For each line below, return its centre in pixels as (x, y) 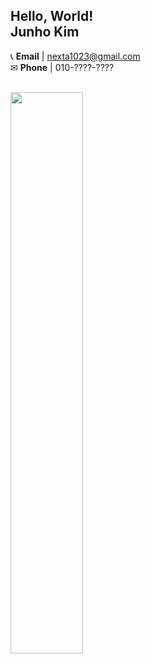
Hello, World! (52, 16)
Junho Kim (45, 32)
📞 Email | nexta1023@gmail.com (75, 56)
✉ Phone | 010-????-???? (62, 67)
